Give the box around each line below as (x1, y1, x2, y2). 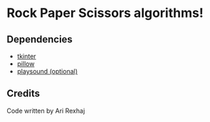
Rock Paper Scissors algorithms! (6, 5, 204, 21)
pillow (16, 60, 35, 68)
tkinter (16, 52, 36, 60)
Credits (6, 87, 41, 100)
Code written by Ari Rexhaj (6, 106, 85, 115)
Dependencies (6, 33, 73, 45)
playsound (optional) (16, 67, 78, 75)
